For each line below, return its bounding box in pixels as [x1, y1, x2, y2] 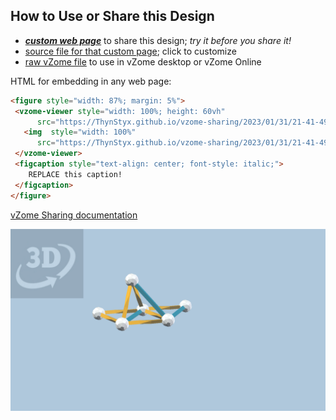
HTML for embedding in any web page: [10, 75, 172, 87]
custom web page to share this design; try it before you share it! [24, 34, 292, 46]
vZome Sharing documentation [10, 209, 138, 221]
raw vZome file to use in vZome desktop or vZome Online [24, 55, 262, 68]
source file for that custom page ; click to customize [24, 45, 237, 57]
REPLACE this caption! [28, 169, 123, 179]
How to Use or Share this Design [10, 8, 215, 25]
